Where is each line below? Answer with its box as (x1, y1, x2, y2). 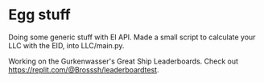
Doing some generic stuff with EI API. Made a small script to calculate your (8, 32, 256, 42)
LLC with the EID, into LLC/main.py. (8, 40, 125, 50)
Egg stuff (8, 6, 71, 24)
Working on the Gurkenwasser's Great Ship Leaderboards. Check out (8, 56, 239, 66)
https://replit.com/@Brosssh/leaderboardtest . (8, 64, 159, 74)
